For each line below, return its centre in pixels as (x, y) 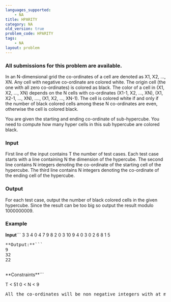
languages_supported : (28, 10)
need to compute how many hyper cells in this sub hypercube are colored (82, 124)
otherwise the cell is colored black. (42, 109)
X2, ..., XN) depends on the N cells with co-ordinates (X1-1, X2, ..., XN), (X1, (84, 93)
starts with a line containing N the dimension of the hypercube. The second (84, 159)
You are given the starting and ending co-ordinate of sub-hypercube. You (82, 119)
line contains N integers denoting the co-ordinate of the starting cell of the (83, 165)
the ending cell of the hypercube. (40, 175)
